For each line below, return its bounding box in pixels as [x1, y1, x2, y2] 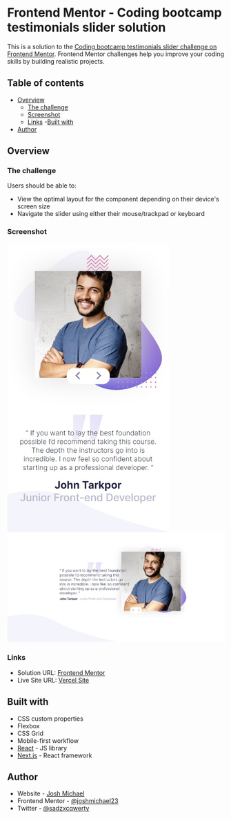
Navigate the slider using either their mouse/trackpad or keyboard [17, 210, 205, 218]
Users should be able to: [7, 181, 77, 190]
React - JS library [17, 744, 68, 752]
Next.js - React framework [17, 751, 92, 759]
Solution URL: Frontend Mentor [17, 668, 106, 676]
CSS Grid [17, 729, 43, 737]
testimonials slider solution [7, 19, 166, 35]
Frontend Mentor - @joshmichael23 [17, 797, 119, 805]
